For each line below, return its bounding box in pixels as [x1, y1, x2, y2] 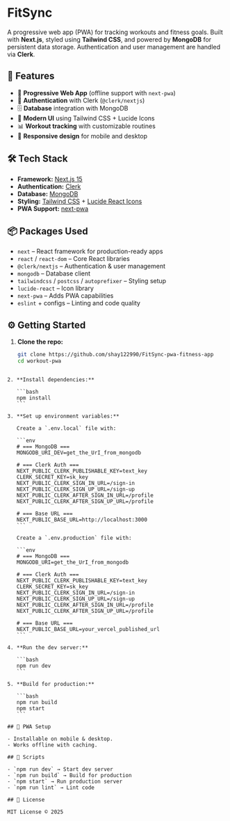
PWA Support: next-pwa [17, 204, 89, 213]
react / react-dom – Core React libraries [17, 255, 130, 263]
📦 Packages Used [7, 225, 88, 237]
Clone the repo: [17, 337, 64, 346]
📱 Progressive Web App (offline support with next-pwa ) [17, 88, 176, 97]
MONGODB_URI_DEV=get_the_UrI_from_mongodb [16, 449, 141, 456]
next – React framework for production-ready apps [17, 247, 163, 255]
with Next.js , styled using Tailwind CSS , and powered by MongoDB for [7, 35, 212, 43]
